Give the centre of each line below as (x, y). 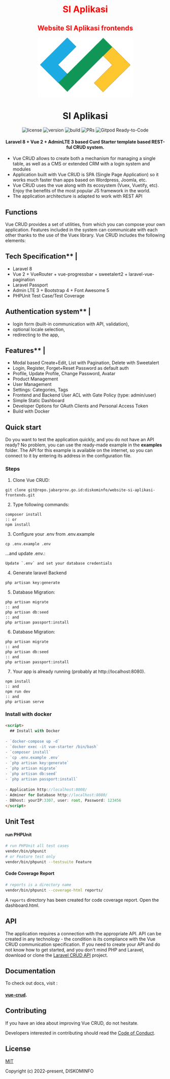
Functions (22, 212)
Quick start (23, 427)
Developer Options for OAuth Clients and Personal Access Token (80, 406)
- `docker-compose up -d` (32, 742)
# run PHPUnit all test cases (37, 846)
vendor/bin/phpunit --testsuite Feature (49, 862)
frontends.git (20, 495)
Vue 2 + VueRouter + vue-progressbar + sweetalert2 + (70, 274)
